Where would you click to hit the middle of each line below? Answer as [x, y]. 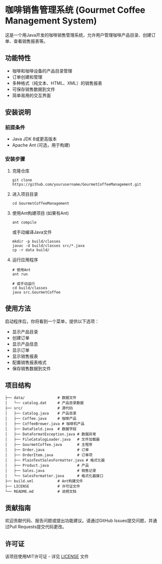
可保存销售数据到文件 [33, 89]
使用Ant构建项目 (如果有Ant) [40, 213]
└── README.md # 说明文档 [41, 492]
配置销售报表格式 [29, 362]
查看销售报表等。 [30, 41]
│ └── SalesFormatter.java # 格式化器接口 [54, 476]
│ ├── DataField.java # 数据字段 [41, 429]
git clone [22, 180]
